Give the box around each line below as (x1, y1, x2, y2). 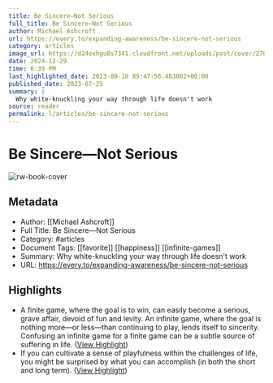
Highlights (8, 283, 63, 297)
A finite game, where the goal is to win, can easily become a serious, (19, 305, 251, 315)
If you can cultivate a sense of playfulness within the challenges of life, (19, 348, 258, 358)
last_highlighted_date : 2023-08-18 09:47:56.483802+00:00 (8, 72, 209, 80)
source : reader (8, 102, 60, 110)
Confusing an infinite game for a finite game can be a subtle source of (19, 330, 255, 341)
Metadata (8, 196, 58, 209)
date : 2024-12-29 (8, 58, 67, 66)
